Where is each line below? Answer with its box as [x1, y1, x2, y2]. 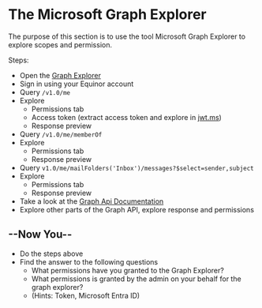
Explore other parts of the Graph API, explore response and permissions [19, 205, 255, 214]
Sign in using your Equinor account [19, 79, 134, 88]
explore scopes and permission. [8, 39, 113, 49]
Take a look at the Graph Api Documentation [19, 196, 164, 206]
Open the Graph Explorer [19, 70, 101, 80]
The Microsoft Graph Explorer [8, 6, 207, 24]
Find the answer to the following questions [19, 257, 159, 266]
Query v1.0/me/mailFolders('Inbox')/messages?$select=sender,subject [19, 163, 254, 172]
